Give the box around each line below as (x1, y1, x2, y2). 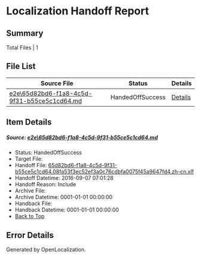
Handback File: (14, 200, 53, 207)
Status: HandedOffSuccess (14, 149, 83, 156)
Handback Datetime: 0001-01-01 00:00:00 (14, 206, 120, 213)
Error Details (6, 230, 54, 240)
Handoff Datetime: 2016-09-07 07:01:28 (14, 174, 114, 182)
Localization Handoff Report (6, 4, 150, 18)
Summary (6, 28, 44, 38)
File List (6, 61, 36, 71)
